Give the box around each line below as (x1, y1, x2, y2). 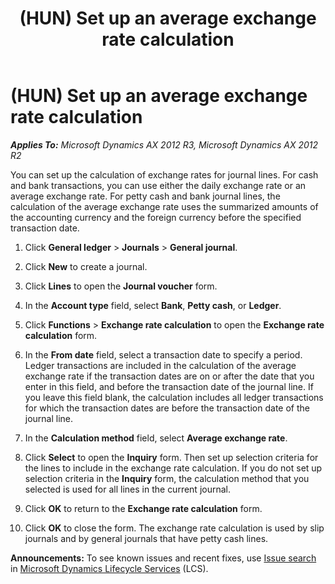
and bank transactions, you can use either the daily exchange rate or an (10, 179, 307, 191)
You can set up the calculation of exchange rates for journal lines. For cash (10, 168, 319, 181)
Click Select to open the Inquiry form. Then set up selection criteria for (24, 451, 319, 463)
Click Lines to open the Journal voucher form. (24, 280, 218, 292)
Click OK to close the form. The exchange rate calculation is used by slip (24, 522, 325, 534)
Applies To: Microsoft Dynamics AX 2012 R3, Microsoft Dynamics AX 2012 (10, 138, 319, 151)
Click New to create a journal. (24, 260, 148, 272)
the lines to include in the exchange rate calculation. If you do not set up (24, 462, 323, 474)
